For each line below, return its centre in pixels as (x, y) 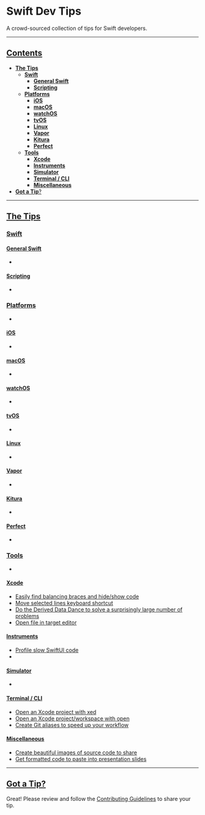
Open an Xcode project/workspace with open (72, 718)
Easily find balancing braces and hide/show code (77, 596)
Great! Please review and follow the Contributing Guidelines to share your (99, 798)
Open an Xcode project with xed (56, 712)
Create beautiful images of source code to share (76, 752)
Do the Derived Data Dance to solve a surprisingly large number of (99, 609)
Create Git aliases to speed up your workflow (72, 725)
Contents (24, 53)
